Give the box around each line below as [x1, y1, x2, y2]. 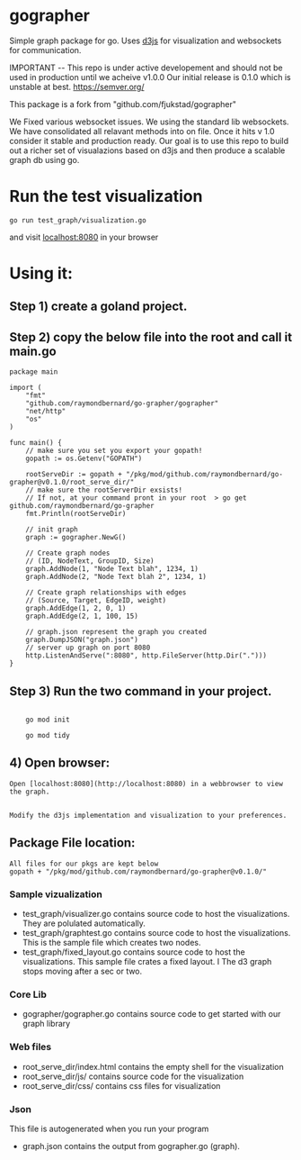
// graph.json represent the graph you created [25, 628, 207, 637]
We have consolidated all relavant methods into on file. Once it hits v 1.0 [9, 125, 276, 136]
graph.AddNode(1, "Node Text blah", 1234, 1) [25, 565, 199, 574]
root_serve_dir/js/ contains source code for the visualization [22, 1071, 244, 1082]
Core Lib [9, 988, 48, 1001]
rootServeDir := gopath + [25, 470, 123, 479]
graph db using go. [9, 154, 80, 165]
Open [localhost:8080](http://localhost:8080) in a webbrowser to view [9, 779, 283, 788]
